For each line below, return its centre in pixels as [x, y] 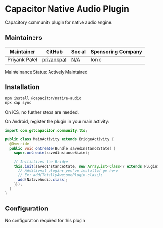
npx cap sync [18, 103]
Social [79, 51]
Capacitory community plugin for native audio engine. [59, 22]
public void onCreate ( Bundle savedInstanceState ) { [63, 148]
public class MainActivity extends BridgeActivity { [59, 139]
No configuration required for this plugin [45, 220]
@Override [19, 144]
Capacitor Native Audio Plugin [67, 9]
